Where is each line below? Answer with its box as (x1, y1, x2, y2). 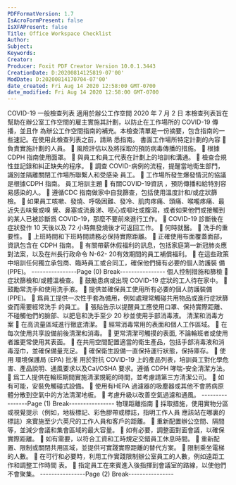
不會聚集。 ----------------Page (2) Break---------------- (7, 470, 174, 479)
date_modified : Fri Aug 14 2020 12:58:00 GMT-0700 (7, 89, 159, 96)
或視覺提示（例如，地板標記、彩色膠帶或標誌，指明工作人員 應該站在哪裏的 (7, 408, 225, 417)
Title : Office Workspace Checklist (7, 30, 112, 37)
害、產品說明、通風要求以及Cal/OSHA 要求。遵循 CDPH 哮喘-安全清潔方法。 (7, 364, 229, 373)
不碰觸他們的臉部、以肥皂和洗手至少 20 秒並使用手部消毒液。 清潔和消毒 (7, 311, 218, 320)
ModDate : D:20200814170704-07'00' (7, 75, 109, 83)
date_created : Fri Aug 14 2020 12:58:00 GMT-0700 (7, 82, 156, 89)
